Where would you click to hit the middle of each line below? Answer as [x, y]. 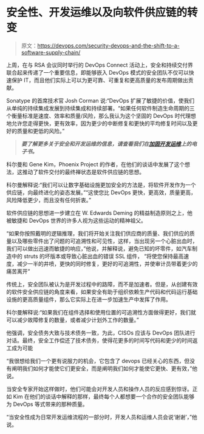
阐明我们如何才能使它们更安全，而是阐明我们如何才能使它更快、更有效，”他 [104, 368]
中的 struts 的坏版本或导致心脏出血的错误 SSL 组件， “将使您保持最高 [97, 256]
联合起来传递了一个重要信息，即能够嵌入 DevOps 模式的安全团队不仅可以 [98, 72]
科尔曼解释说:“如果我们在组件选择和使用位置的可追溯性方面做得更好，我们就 [101, 312]
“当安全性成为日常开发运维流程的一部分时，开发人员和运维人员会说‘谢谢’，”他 [102, 417]
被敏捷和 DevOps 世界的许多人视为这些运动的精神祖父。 [76, 220]
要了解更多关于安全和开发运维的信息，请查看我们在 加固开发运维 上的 [106, 144]
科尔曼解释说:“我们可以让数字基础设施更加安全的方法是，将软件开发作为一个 [101, 185]
